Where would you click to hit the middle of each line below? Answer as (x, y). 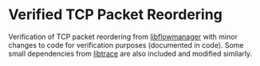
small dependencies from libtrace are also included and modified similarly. (130, 53)
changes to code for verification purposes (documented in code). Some (126, 45)
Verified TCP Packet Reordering (116, 15)
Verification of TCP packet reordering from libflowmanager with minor (123, 37)
